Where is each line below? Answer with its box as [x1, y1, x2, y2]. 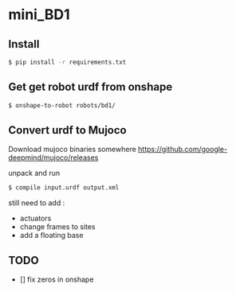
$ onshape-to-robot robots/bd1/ [8, 101, 116, 109]
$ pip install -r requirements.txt [8, 58, 127, 66]
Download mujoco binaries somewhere [8, 145, 137, 154]
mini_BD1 [8, 6, 70, 24]
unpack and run [8, 169, 61, 178]
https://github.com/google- [138, 145, 228, 154]
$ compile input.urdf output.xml [8, 184, 120, 192]
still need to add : [8, 198, 65, 208]
